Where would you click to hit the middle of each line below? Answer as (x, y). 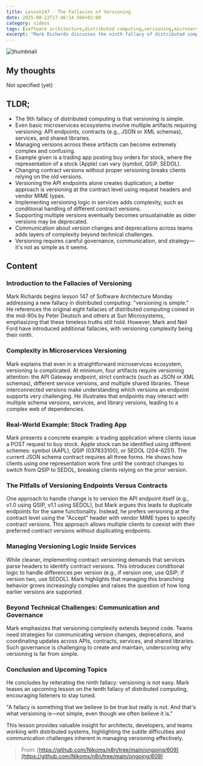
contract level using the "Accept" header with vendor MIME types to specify (101, 518)
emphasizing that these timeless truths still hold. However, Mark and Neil (97, 322)
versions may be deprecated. (51, 221)
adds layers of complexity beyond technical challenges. (84, 234)
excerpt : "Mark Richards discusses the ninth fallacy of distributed (96, 34)
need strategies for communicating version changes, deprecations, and (95, 634)
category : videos (28, 23)
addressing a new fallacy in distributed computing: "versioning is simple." (98, 303)
